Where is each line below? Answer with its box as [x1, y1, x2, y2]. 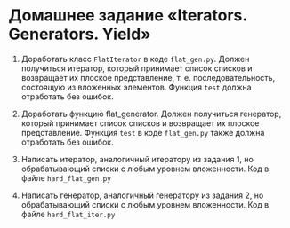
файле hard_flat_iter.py [20, 208, 116, 219]
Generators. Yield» [8, 24, 152, 44]
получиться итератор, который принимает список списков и [20, 63, 253, 74]
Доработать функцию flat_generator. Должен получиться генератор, [20, 108, 282, 119]
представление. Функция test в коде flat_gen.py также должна [20, 127, 265, 138]
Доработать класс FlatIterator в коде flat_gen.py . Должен [20, 53, 250, 64]
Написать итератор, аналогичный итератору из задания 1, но [20, 153, 254, 164]
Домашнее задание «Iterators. [8, 5, 248, 26]
